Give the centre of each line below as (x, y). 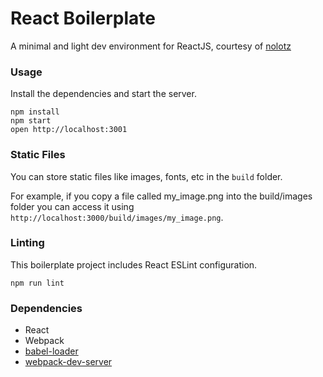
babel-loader (51, 351)
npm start (31, 121)
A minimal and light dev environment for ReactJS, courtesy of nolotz (151, 46)
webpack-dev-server (68, 362)
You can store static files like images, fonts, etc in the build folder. (146, 176)
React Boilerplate (83, 18)
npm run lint (37, 283)
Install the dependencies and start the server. (103, 94)
